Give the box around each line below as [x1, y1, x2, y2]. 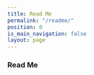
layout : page [7, 37, 46, 44]
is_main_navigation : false [7, 30, 87, 37]
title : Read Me [7, 10, 52, 18]
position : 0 [7, 23, 42, 30]
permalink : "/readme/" [7, 17, 74, 24]
